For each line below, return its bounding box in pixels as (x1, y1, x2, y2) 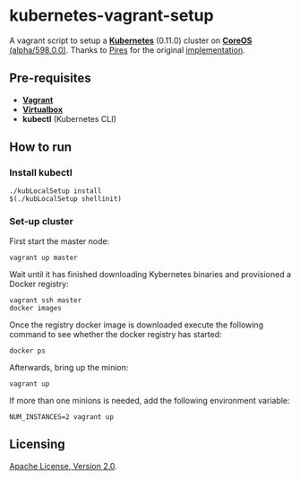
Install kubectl (9, 167, 73, 179)
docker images (9, 303, 63, 312)
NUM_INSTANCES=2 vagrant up (9, 412, 115, 422)
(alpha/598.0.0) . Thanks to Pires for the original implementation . (9, 44, 245, 55)
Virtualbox (21, 104, 64, 115)
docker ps (9, 346, 47, 355)
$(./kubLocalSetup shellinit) (9, 195, 123, 204)
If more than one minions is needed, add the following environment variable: (9, 395, 290, 406)
